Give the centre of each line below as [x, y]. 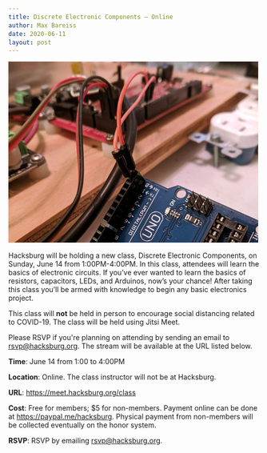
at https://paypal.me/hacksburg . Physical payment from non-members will [131, 417]
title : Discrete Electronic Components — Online [91, 17]
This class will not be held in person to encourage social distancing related [132, 314]
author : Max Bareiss [43, 25]
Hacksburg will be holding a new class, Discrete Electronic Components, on [133, 255]
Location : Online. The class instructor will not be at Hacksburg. [112, 377]
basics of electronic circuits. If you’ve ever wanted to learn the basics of [127, 273]
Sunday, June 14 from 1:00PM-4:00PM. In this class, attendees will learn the [134, 264]
